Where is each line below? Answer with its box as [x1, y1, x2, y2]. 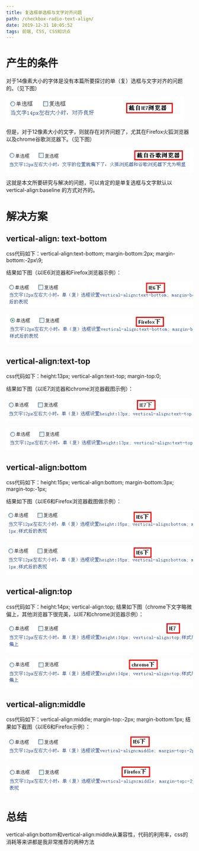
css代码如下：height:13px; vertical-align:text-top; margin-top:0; [6, 373, 161, 380]
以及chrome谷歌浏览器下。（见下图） [6, 135, 95, 143]
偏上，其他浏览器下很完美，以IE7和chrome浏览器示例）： [6, 610, 144, 617]
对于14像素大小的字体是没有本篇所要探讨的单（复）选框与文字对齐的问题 [6, 77, 183, 84]
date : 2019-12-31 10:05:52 [6, 22, 73, 28]
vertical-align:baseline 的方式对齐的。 [6, 187, 98, 194]
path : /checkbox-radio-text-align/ [6, 15, 94, 22]
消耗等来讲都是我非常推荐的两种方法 [6, 839, 95, 846]
